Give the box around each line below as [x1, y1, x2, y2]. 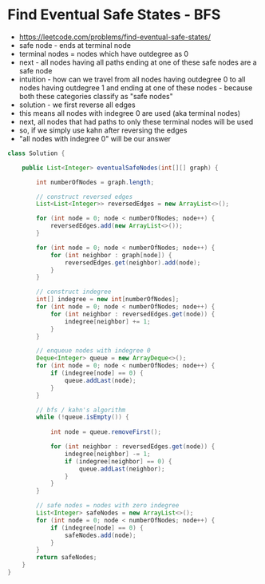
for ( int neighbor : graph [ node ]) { [49, 251, 172, 259]
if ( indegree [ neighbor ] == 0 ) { [64, 457, 172, 465]
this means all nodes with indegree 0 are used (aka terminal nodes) [18, 108, 241, 117]
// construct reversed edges [36, 193, 133, 201]
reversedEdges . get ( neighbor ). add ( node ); [64, 258, 201, 267]
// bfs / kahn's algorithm [36, 406, 126, 414]
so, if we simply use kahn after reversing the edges [18, 125, 188, 135]
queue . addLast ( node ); [64, 376, 136, 384]
